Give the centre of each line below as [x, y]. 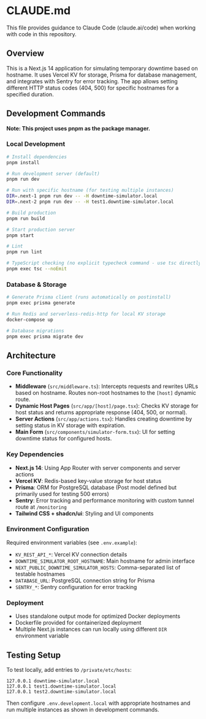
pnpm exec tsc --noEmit [37, 269]
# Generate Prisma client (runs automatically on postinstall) [89, 297]
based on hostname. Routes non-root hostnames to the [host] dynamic [105, 393]
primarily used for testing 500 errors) [62, 493]
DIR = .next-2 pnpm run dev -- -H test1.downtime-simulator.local [90, 202]
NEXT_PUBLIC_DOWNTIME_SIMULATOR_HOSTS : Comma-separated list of [98, 567]
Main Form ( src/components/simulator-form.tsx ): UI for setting [95, 432]
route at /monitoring [41, 507]
